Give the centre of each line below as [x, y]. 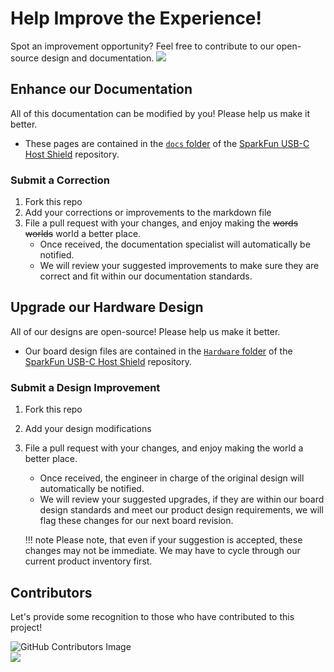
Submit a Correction [60, 180]
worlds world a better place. [83, 234]
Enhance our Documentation [101, 89]
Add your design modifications [88, 429]
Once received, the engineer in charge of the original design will [172, 478]
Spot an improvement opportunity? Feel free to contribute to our [142, 46]
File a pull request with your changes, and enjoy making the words [161, 223]
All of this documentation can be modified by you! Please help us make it [160, 113]
